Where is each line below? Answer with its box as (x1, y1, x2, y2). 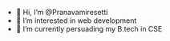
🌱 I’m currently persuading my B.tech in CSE (15, 24, 163, 33)
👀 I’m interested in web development (15, 16, 137, 25)
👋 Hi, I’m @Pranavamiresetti (15, 8, 108, 17)
